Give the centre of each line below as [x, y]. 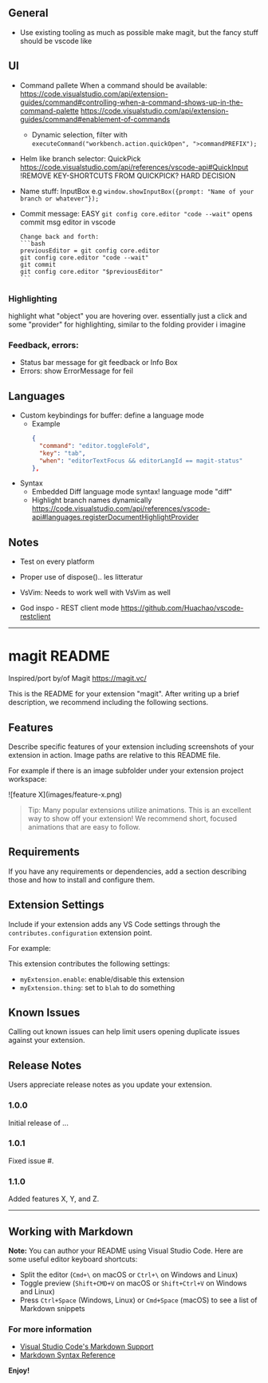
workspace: [28, 779]
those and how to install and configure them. [82, 880]
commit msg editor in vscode [67, 222]
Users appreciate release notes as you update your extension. [110, 1084]
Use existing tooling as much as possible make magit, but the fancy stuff [139, 32]
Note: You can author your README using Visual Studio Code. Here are [126, 1250]
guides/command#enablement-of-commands [95, 119]
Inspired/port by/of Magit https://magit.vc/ [77, 679]
